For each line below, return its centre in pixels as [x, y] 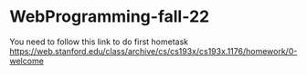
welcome [26, 61]
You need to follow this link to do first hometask [99, 42]
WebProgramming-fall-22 [110, 17]
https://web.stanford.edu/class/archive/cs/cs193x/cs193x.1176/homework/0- [153, 51]
